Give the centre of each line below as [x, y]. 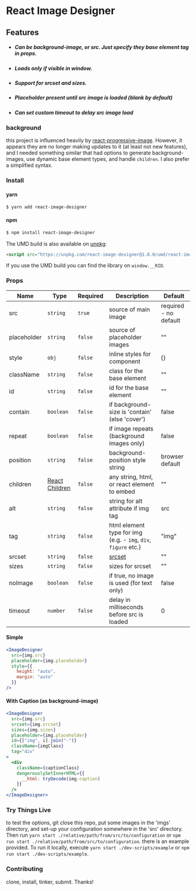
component [125, 361]
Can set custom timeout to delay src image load [74, 112]
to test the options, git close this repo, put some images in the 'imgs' [88, 823]
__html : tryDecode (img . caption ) [61, 779]
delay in [120, 600]
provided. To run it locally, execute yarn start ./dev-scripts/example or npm [98, 848]
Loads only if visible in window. [53, 68]
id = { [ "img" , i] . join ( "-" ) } [44, 741]
